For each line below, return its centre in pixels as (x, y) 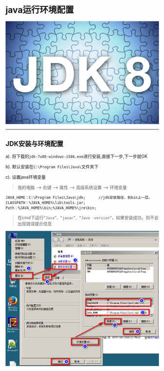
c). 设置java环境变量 (26, 177)
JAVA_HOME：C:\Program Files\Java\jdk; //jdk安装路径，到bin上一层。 (79, 198)
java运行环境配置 (40, 10)
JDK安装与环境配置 (35, 144)
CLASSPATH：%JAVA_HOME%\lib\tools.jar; (46, 203)
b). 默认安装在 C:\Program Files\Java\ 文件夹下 (52, 167)
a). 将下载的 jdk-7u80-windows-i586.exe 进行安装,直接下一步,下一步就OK (77, 156)
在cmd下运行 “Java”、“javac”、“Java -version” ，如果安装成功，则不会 (88, 218)
